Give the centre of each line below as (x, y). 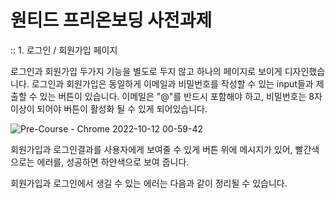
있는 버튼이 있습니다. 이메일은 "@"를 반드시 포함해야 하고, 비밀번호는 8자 (181, 96)
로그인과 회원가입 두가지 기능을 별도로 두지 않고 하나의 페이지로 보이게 (146, 71)
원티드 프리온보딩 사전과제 (111, 20)
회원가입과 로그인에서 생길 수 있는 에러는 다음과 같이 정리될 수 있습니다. (149, 183)
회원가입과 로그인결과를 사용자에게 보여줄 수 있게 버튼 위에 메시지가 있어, (151, 149)
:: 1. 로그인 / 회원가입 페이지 (64, 50)
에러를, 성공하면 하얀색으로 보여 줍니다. (113, 162)
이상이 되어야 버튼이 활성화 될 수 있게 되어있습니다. (109, 108)
